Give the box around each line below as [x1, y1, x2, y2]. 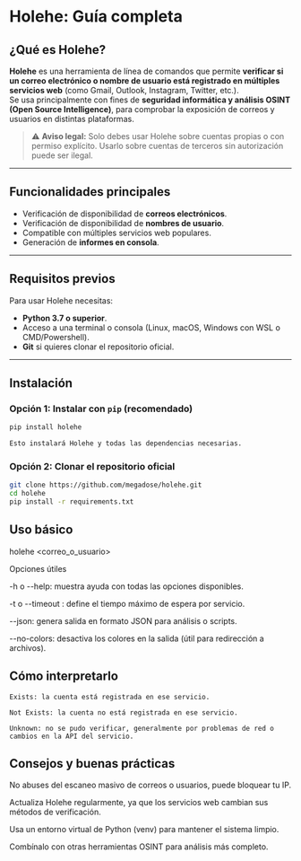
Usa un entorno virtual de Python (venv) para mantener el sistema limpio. [9, 824, 279, 835]
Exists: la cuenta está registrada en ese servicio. [9, 692, 211, 701]
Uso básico [9, 523, 73, 538]
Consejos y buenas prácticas [9, 756, 176, 771]
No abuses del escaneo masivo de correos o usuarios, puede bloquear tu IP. [9, 779, 292, 791]
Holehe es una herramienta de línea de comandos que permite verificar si [9, 66, 284, 76]
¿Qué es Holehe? [9, 42, 106, 57]
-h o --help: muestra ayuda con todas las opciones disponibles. [9, 581, 244, 592]
